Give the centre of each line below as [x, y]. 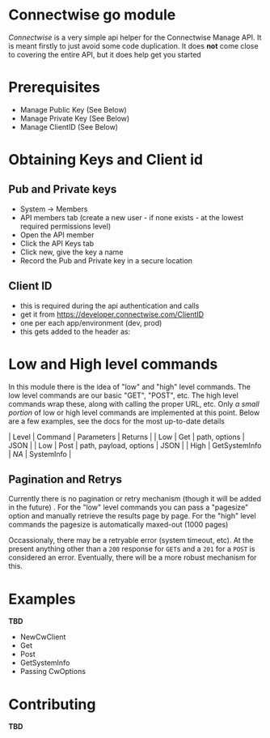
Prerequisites [55, 87]
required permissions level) [65, 226]
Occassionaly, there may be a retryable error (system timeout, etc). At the [131, 540]
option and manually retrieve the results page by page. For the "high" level [132, 516]
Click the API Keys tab [57, 243]
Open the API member [57, 235]
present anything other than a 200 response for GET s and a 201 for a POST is [132, 549]
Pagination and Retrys [65, 480]
